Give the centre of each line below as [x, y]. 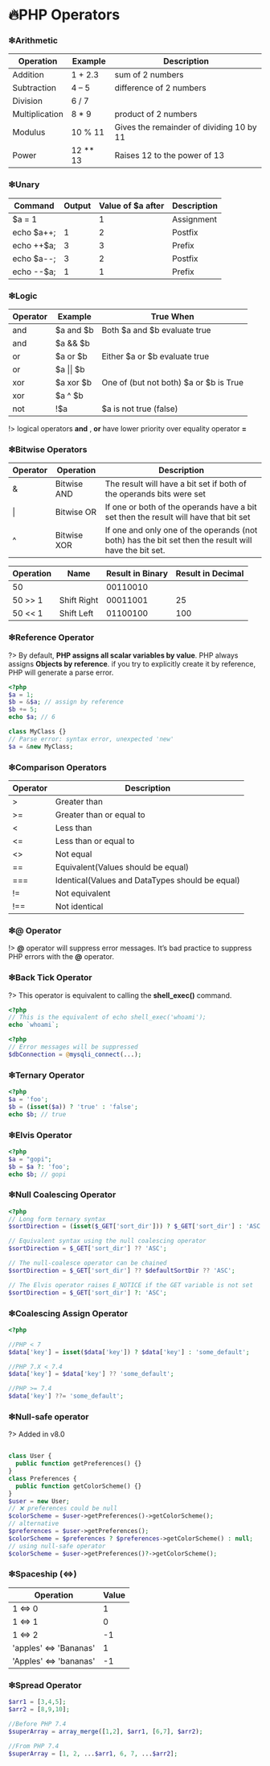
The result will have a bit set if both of [176, 484]
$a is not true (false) [140, 409]
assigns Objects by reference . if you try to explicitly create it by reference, [132, 663]
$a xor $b [74, 383]
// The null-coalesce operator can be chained [88, 1263]
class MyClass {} [37, 732]
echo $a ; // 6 [32, 717]
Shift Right [79, 600]
